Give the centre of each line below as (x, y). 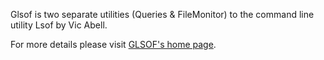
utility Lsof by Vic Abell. (59, 25)
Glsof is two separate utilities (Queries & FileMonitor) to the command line (162, 14)
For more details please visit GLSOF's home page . (113, 44)
